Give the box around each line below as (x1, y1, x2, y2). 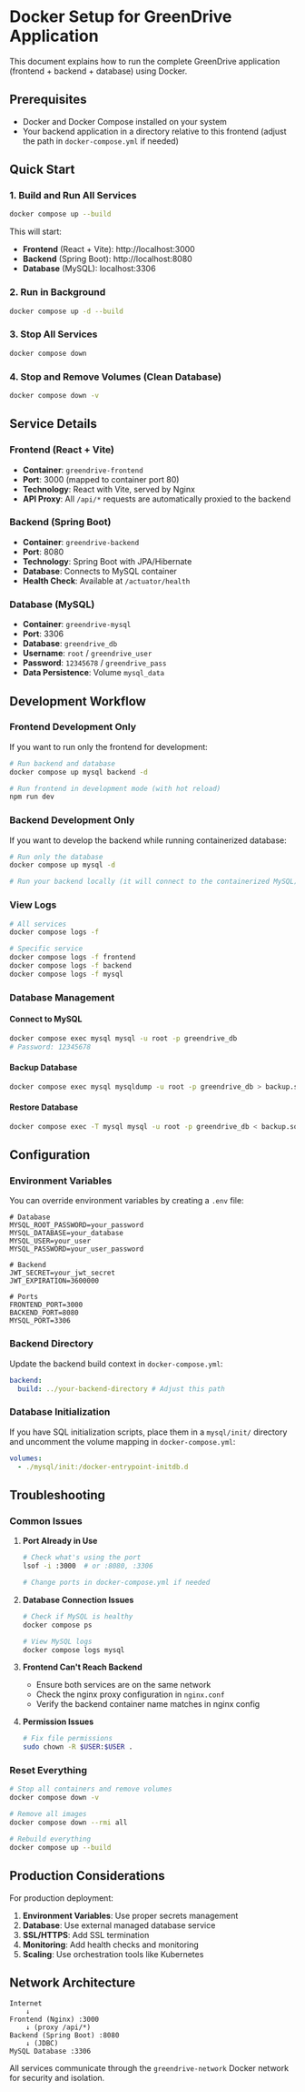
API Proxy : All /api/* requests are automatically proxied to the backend (22, 493, 291, 504)
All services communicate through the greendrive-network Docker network (9, 2063, 289, 2074)
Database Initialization (9, 1406, 111, 1418)
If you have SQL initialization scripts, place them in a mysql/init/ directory (9, 1427, 288, 1437)
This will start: (9, 226, 62, 238)
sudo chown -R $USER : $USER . (22, 1742, 133, 1752)
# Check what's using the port (22, 1553, 142, 1562)
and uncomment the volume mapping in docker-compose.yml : (9, 1436, 236, 1447)
